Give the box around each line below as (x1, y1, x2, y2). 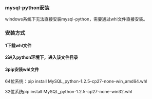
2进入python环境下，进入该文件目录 (5, 54, 78, 60)
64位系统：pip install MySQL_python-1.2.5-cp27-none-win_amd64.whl (5, 78, 148, 84)
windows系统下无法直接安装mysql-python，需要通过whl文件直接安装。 (5, 16, 148, 22)
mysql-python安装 (5, 4, 50, 11)
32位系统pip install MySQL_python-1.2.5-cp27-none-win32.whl (5, 88, 133, 94)
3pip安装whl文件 (5, 66, 39, 72)
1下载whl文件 (5, 42, 32, 48)
